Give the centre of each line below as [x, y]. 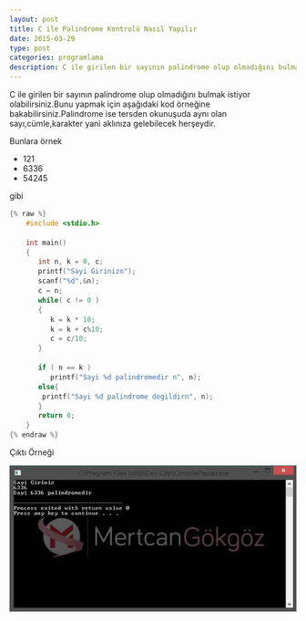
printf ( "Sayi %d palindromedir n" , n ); [126, 377]
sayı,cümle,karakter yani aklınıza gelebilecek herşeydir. [112, 124]
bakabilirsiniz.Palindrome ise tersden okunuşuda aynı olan [118, 114]
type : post [30, 48]
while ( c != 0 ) [69, 300]
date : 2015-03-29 [42, 38]
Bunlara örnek [36, 141]
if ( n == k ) [65, 367]
